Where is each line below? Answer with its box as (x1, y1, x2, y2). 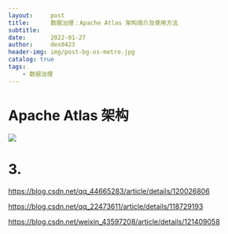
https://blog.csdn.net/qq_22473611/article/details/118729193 (8, 202, 204, 211)
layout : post (8, 11, 65, 20)
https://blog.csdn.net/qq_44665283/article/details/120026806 (8, 186, 210, 195)
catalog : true (8, 56, 55, 64)
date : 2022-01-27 (8, 33, 86, 42)
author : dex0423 (8, 41, 76, 49)
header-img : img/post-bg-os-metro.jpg (8, 48, 135, 56)
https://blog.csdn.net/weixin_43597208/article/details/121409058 (8, 217, 220, 226)
